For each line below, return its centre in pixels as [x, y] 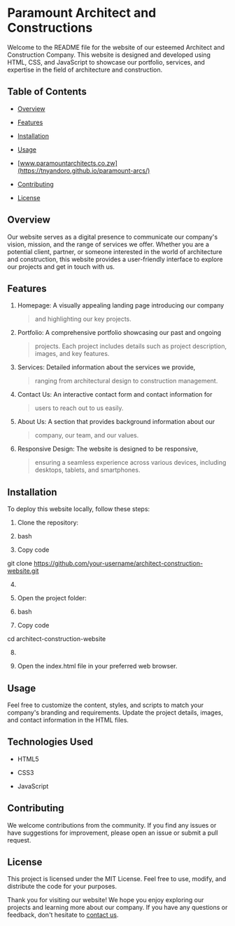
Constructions [50, 28]
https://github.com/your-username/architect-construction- [119, 564]
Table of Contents [47, 92]
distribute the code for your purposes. [62, 887]
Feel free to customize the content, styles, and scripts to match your [106, 705]
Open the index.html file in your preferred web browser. [97, 666]
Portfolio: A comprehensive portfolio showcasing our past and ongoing [119, 333]
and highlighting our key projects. [83, 319]
